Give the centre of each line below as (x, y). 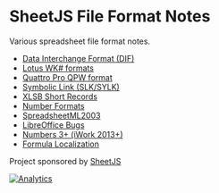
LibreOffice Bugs (53, 125)
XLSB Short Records (60, 96)
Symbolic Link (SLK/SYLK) (71, 87)
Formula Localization (61, 144)
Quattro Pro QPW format (67, 77)
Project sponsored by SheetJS (65, 161)
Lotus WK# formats (58, 68)
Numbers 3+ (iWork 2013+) (72, 134)
